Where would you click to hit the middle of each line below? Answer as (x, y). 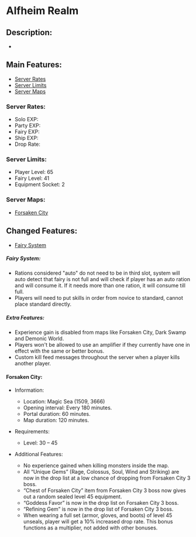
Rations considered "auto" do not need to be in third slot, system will (97, 273)
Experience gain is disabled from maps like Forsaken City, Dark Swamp (100, 333)
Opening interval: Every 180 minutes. (68, 408)
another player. (33, 364)
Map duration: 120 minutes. (56, 420)
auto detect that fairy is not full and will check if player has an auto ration (102, 279)
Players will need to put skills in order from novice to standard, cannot (99, 298)
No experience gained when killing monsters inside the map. (96, 465)
